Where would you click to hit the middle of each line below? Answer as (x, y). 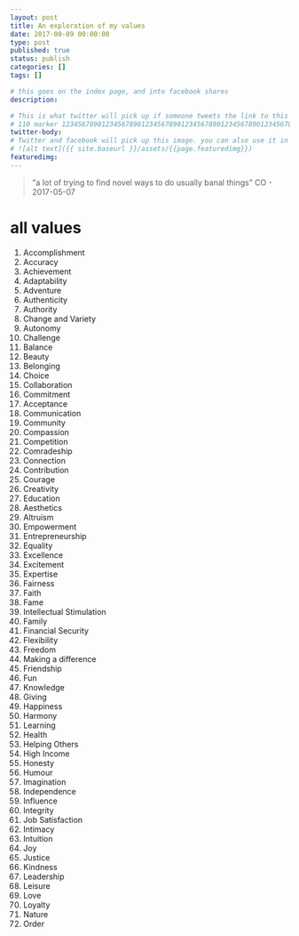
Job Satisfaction (53, 819)
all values (46, 227)
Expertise (40, 574)
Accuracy (40, 262)
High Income (46, 754)
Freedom (39, 650)
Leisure (37, 885)
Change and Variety (59, 319)
